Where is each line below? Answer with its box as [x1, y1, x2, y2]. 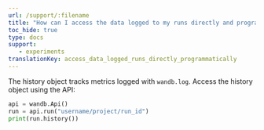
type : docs [8, 33, 44, 42]
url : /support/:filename [8, 11, 90, 20]
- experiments [18, 48, 65, 56]
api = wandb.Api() [8, 99, 68, 108]
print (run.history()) [8, 114, 79, 122]
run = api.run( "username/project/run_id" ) [8, 107, 149, 115]
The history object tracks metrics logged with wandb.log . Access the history [8, 76, 253, 86]
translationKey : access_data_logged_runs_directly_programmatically [8, 56, 237, 63]
